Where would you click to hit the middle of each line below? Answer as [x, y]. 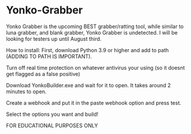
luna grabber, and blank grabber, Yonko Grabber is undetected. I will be [92, 32]
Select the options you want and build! [52, 114]
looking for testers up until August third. [54, 39]
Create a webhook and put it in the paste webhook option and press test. [94, 102]
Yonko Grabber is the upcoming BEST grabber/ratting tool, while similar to [95, 26]
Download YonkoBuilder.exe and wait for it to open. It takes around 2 [88, 85]
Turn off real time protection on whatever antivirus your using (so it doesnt [95, 67]
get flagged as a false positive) [43, 74]
